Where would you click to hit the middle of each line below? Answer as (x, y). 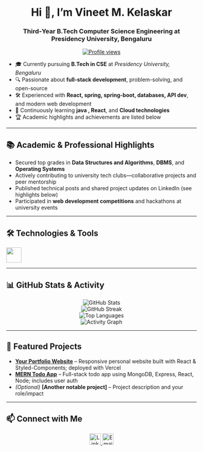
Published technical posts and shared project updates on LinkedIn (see (103, 188)
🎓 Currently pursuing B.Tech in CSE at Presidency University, (92, 64)
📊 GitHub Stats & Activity (55, 285)
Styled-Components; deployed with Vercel (68, 367)
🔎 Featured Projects (44, 347)
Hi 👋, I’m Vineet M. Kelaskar (101, 12)
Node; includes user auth (47, 381)
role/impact (29, 393)
